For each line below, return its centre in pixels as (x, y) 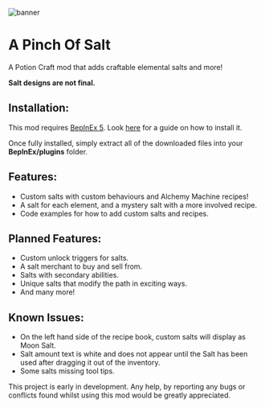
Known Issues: (46, 317)
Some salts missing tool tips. (67, 371)
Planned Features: (55, 239)
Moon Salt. (38, 345)
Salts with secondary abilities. (69, 275)
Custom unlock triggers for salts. (74, 258)
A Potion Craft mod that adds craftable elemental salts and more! (116, 67)
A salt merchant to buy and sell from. (81, 266)
